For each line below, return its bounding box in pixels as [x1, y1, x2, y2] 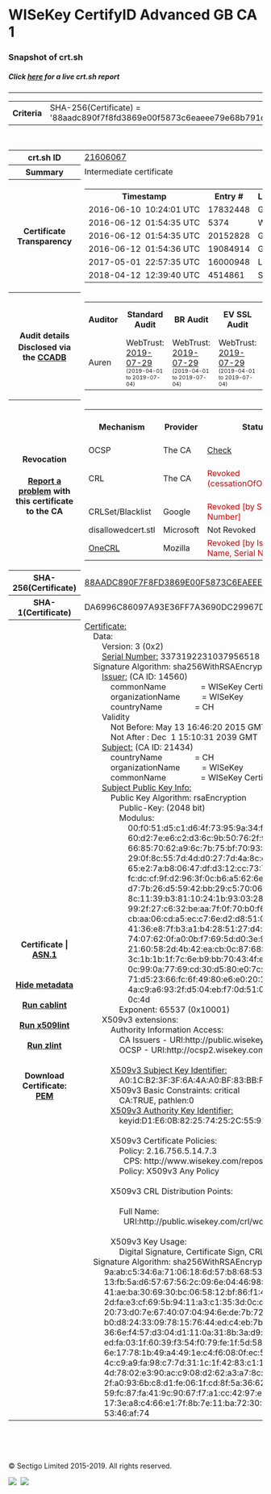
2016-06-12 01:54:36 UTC [88, 243, 200, 254]
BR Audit [173, 313, 209, 324]
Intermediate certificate [84, 166, 173, 178]
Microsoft [162, 524, 200, 535]
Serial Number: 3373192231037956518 [102, 651, 261, 662]
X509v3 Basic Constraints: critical [110, 1084, 240, 1095]
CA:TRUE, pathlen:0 [119, 1094, 195, 1106]
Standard [127, 308, 164, 320]
